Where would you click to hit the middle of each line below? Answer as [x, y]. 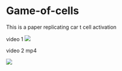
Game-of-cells [43, 11]
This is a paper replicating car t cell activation [61, 27]
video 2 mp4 [22, 50]
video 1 [15, 39]
